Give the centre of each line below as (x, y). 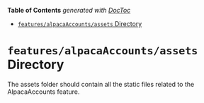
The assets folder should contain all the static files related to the (101, 84)
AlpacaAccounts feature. (44, 92)
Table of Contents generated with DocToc (69, 10)
